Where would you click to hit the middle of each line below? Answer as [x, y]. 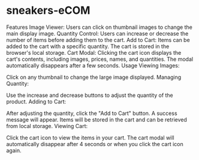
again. [14, 150]
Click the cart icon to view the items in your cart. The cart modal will [91, 137]
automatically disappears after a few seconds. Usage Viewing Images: [93, 65]
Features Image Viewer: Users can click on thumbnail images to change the [99, 27]
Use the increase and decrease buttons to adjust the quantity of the [90, 95]
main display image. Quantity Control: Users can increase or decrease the [97, 33]
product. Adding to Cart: [36, 101]
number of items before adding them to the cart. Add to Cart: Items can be [98, 40]
